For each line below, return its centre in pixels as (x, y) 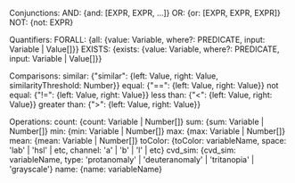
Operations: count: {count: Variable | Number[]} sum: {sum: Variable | (137, 121)
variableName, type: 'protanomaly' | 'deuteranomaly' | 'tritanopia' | (132, 159)
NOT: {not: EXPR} (41, 22)
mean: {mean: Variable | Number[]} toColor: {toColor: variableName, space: (148, 141)
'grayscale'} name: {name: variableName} (86, 169)
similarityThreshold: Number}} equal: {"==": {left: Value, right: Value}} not (144, 85)
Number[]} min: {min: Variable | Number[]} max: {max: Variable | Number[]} (147, 131)
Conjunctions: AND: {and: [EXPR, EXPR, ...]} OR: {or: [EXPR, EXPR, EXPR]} (145, 13)
